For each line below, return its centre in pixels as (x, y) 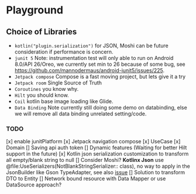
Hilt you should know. (42, 95)
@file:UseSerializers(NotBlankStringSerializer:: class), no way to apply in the (98, 166)
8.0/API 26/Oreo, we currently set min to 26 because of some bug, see (100, 64)
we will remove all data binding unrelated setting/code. (80, 114)
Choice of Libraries (42, 32)
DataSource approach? (34, 185)
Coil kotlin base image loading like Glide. (64, 101)
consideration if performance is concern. (64, 52)
